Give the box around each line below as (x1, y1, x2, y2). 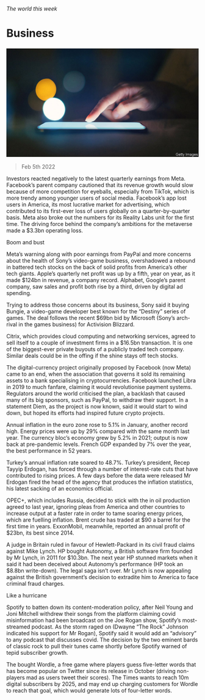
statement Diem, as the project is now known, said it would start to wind (6, 403, 187, 410)
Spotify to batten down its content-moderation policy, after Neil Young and (6, 603, 193, 611)
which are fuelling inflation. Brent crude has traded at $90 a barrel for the (6, 516, 191, 523)
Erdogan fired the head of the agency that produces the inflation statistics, (6, 478, 194, 486)
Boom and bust (6, 238, 45, 246)
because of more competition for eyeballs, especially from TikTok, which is (6, 188, 195, 195)
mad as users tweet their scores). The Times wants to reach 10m (26, 674, 189, 681)
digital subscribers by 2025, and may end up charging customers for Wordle (6, 680, 198, 687)
